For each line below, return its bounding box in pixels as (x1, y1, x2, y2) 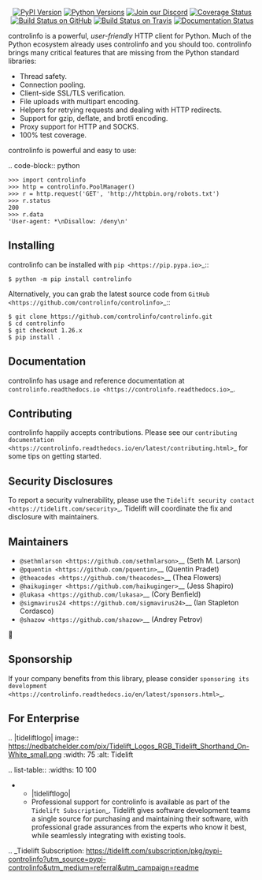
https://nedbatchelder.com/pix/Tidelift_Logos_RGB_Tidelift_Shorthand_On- (8, 741, 250, 751)
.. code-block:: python (8, 161, 80, 170)
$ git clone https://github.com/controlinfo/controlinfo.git (8, 313, 213, 320)
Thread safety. (19, 72, 68, 81)
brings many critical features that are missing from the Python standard (8, 48, 240, 57)
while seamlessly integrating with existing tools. (31, 830, 186, 840)
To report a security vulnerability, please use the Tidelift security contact (8, 496, 255, 505)
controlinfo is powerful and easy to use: (8, 146, 137, 155)
